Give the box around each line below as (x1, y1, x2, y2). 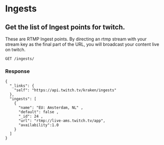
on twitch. (5, 47, 26, 52)
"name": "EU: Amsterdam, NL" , (18, 105, 83, 110)
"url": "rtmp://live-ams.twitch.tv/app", (18, 118, 106, 124)
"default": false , (18, 110, 59, 115)
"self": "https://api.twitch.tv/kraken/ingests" (14, 88, 117, 93)
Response (5, 68, 30, 75)
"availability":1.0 (18, 123, 59, 128)
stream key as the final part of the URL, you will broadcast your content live (5, 41, 160, 47)
